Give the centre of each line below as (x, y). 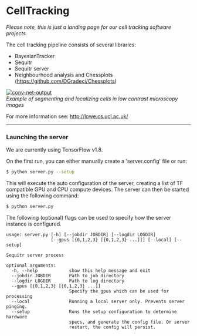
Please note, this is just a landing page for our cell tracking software (89, 27)
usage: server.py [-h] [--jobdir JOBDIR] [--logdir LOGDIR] (81, 234)
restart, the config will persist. (113, 327)
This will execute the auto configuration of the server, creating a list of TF (95, 183)
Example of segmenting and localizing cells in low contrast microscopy (92, 99)
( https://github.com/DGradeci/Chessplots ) (66, 81)
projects (16, 33)
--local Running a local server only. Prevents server (98, 301)
